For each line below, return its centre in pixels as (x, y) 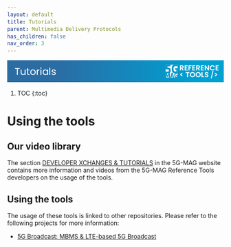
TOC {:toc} (32, 94)
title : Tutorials (32, 22)
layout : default (30, 14)
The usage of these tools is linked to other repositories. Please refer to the (112, 216)
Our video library (44, 146)
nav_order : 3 (26, 44)
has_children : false (37, 36)
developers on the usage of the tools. (60, 178)
